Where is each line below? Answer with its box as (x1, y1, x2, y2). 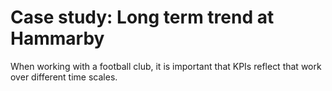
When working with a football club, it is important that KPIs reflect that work (10, 60, 322, 72)
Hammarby (10, 27, 105, 50)
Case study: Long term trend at (10, 6, 275, 29)
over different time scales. (10, 71, 118, 83)
